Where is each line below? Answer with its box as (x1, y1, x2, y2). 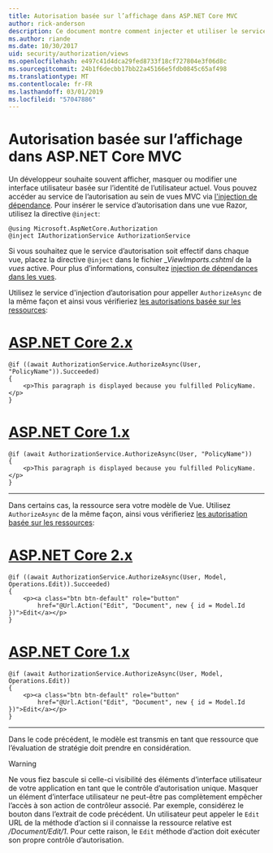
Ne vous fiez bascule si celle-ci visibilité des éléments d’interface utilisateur (8, 774, 262, 784)
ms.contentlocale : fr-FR (8, 80, 93, 88)
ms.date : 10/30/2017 (8, 42, 79, 50)
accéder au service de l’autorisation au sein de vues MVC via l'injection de (8, 192, 258, 202)
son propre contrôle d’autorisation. (8, 835, 124, 845)
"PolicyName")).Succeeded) (8, 368, 100, 376)
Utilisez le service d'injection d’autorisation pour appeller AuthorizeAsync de (8, 288, 262, 298)
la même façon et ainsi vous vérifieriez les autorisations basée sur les (8, 296, 241, 306)
